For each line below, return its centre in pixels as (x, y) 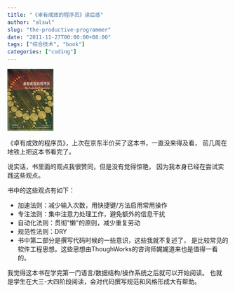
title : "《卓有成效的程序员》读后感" (55, 15)
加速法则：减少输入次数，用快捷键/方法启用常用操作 (92, 205)
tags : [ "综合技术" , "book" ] (46, 45)
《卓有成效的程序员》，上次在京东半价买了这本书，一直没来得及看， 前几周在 (117, 143)
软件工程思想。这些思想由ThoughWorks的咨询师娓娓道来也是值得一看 (117, 249)
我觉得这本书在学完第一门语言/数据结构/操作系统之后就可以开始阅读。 (108, 273)
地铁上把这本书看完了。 (41, 152)
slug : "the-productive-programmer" (59, 29)
